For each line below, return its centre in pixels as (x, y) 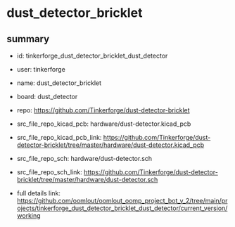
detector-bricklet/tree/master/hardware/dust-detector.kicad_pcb (110, 145)
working (28, 215)
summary (28, 39)
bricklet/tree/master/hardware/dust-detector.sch (87, 180)
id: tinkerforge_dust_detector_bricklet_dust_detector (92, 56)
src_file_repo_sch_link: (49, 172)
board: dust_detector (47, 97)
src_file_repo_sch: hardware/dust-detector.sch (84, 158)
